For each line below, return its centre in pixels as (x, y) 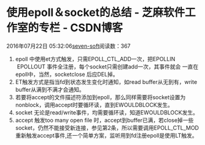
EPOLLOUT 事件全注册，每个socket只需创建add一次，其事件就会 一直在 (108, 66)
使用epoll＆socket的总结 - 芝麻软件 (96, 13)
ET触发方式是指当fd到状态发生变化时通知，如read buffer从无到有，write (106, 82)
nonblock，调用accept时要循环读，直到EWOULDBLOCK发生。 (94, 105)
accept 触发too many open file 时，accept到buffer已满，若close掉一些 (104, 120)
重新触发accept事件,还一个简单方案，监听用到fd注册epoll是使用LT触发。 (106, 135)
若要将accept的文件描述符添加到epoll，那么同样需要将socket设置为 (100, 97)
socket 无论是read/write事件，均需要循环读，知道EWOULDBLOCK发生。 (106, 112)
